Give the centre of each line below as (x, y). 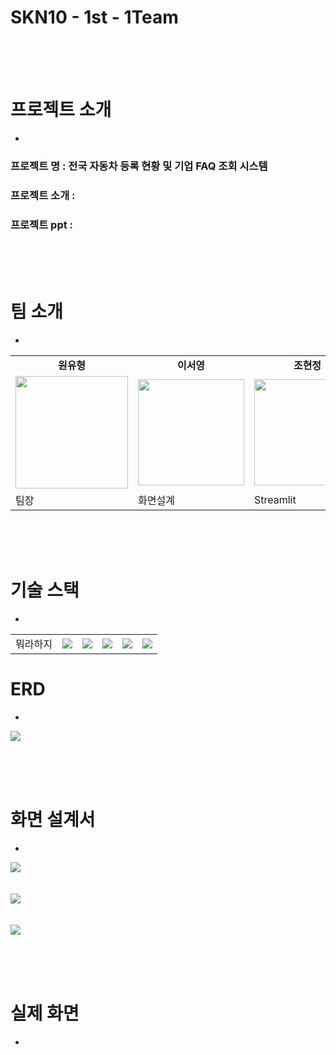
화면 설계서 (53, 820)
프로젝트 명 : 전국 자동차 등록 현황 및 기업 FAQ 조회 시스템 (139, 166)
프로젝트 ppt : (42, 224)
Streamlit (275, 499)
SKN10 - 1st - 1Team (94, 17)
